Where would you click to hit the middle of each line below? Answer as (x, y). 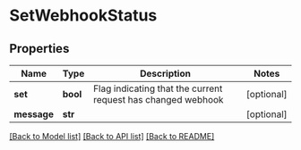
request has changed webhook (158, 100)
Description (165, 74)
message (34, 114)
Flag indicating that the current (158, 88)
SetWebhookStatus (83, 16)
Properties (39, 49)
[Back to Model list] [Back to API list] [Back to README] (112, 136)
